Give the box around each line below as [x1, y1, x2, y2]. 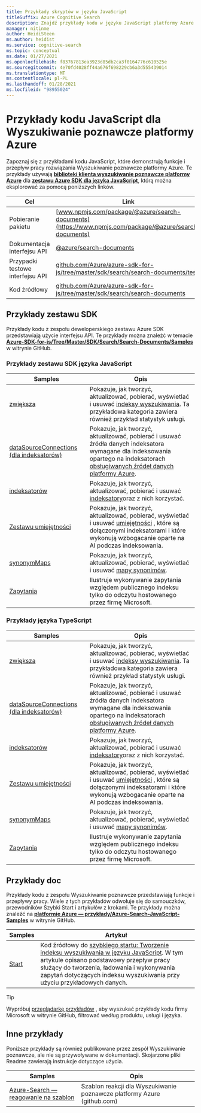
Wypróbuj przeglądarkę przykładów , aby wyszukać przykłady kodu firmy [6, 1005, 188, 1012]
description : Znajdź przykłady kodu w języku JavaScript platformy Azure [6, 20, 194, 26]
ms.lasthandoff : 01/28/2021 [6, 81, 77, 87]
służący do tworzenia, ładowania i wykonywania [40, 963, 175, 972]
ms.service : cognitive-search [6, 43, 82, 48]
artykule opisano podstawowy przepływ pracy [40, 956, 170, 965]
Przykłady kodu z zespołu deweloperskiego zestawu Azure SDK [6, 325, 164, 332]
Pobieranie [9, 215, 40, 223]
